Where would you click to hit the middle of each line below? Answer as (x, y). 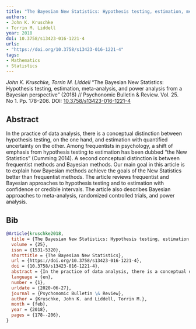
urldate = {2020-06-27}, (41, 288)
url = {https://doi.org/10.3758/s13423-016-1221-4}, (77, 261)
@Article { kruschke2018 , (35, 234)
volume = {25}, (30, 244)
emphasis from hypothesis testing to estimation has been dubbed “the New (97, 152)
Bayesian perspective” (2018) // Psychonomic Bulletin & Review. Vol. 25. (92, 95)
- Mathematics (23, 60)
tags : (13, 55)
